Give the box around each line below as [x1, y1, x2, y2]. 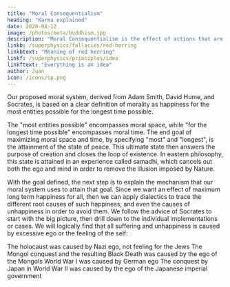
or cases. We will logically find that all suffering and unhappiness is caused [7, 222, 220, 231]
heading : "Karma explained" [7, 17, 88, 23]
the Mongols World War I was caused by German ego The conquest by [7, 257, 209, 266]
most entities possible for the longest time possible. [7, 107, 154, 116]
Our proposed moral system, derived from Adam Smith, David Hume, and [7, 93, 215, 101]
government [7, 272, 42, 280]
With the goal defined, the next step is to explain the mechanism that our [7, 178, 213, 187]
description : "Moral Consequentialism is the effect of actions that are [7, 36, 224, 43]
